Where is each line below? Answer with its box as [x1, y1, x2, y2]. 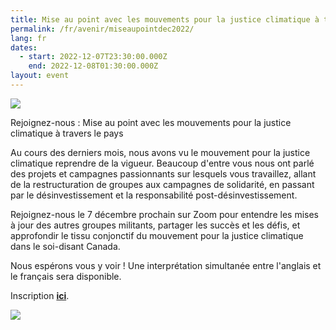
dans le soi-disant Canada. [10, 240, 121, 252]
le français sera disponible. [10, 270, 122, 282]
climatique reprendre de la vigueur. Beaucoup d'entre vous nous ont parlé [10, 157, 315, 169]
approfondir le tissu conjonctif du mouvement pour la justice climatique [10, 229, 304, 241]
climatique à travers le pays [10, 127, 124, 139]
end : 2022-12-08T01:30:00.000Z [28, 61, 159, 71]
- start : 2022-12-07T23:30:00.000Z [19, 52, 168, 62]
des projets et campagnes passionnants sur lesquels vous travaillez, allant [10, 167, 317, 180]
